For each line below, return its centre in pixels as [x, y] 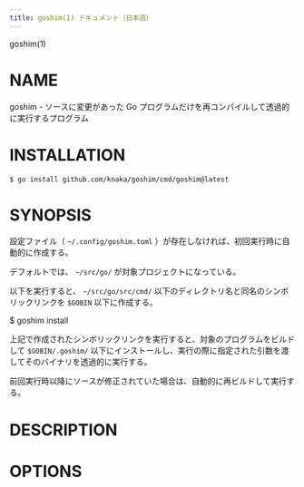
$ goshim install [39, 321]
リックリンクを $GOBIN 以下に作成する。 [83, 302]
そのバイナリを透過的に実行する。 [88, 362]
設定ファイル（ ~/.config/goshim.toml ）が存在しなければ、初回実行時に [146, 241]
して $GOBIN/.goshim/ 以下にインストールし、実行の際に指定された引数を [145, 351]
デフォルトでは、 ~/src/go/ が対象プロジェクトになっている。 [125, 272]
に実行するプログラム [49, 118]
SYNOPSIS [51, 215]
